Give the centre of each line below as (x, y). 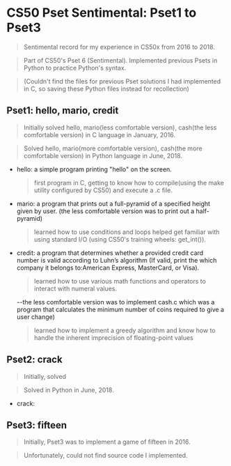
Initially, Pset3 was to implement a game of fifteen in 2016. (107, 442)
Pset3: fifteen (37, 425)
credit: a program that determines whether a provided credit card (110, 253)
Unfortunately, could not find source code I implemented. (106, 456)
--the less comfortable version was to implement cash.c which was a (115, 302)
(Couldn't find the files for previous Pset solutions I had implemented (122, 81)
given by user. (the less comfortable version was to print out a (105, 211)
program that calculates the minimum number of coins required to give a (120, 309)
